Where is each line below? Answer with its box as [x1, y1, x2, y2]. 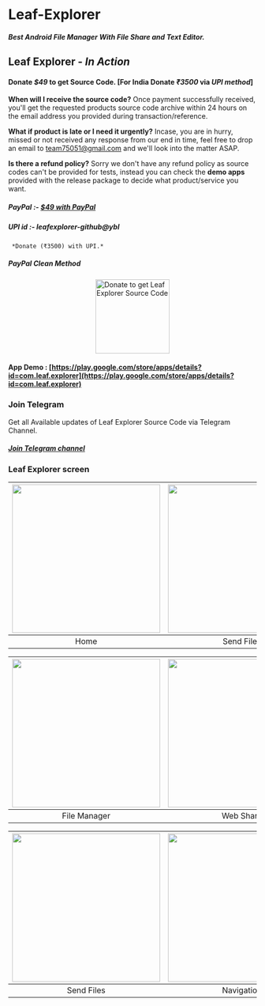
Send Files [66, 985, 106, 996]
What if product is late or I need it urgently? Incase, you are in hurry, [8, 127, 234, 136]
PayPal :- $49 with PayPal [8, 202, 96, 211]
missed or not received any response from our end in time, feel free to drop [8, 135, 253, 145]
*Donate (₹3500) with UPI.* [11, 242, 104, 250]
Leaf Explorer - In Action [8, 55, 130, 69]
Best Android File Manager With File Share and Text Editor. [8, 32, 205, 41]
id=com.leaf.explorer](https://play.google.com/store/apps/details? [8, 371, 235, 380]
